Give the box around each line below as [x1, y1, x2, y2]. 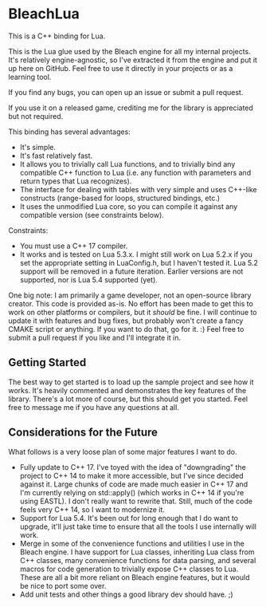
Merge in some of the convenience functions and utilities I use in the [19, 538, 244, 548]
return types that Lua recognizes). [19, 176, 132, 186]
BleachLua [8, 5, 80, 23]
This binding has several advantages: [8, 127, 131, 136]
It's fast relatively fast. [19, 151, 93, 160]
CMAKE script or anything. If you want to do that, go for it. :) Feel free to [8, 324, 244, 333]
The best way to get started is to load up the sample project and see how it [8, 376, 254, 387]
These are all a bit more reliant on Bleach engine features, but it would [19, 572, 250, 582]
